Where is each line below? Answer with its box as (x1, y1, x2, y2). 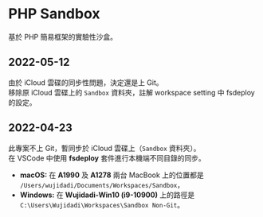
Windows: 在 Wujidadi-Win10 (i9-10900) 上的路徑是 (19, 190, 195, 200)
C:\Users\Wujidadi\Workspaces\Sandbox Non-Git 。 (19, 200, 185, 209)
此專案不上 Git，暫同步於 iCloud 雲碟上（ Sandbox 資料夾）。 (8, 143, 201, 153)
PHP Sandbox (8, 5, 101, 23)
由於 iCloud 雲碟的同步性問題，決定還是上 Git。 (8, 77, 163, 87)
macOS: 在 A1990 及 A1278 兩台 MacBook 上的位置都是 (19, 170, 205, 180)
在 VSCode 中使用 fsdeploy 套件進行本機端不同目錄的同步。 (8, 153, 206, 163)
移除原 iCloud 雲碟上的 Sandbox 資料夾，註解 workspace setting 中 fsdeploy (8, 87, 255, 97)
